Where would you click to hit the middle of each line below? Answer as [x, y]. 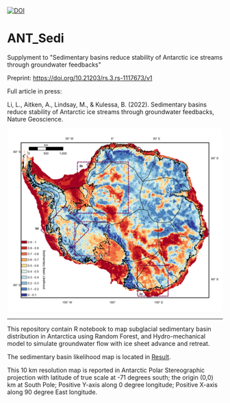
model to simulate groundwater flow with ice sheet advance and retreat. [108, 344]
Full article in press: [35, 91]
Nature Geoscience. [35, 119]
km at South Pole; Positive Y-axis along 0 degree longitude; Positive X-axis [112, 385]
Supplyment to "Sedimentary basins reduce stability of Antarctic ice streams [115, 57]
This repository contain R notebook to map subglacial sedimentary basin [109, 329]
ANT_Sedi [36, 38]
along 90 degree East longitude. [52, 392]
